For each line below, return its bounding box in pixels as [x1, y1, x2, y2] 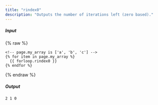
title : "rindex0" [5, 7, 42, 13]
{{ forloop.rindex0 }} [10, 59, 57, 64]
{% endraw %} [5, 72, 36, 78]
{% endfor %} [5, 63, 33, 68]
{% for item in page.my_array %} [5, 54, 75, 59]
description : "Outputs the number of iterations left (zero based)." [5, 12, 154, 17]
